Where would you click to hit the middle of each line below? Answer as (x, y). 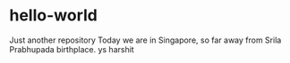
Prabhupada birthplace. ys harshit (72, 49)
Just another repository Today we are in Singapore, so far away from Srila (145, 40)
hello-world (54, 16)
